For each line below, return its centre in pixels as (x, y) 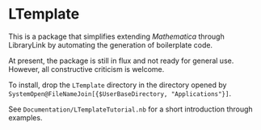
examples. (25, 117)
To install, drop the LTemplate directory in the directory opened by (118, 85)
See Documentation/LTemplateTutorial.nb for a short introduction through (130, 109)
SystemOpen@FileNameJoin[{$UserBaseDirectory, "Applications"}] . (120, 93)
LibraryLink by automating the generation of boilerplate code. (110, 44)
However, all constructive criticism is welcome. (86, 69)
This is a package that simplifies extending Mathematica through (116, 36)
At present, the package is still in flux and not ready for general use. (121, 61)
